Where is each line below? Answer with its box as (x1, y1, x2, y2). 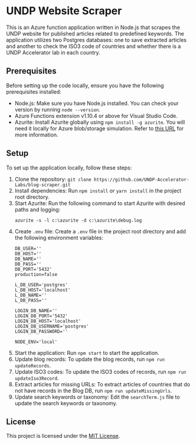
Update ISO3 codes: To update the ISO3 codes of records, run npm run (14, 368, 187, 375)
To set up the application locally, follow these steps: (6, 164, 132, 171)
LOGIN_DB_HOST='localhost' (14, 318, 81, 324)
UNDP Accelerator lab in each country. (6, 49, 100, 56)
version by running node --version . (14, 105, 100, 113)
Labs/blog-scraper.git (14, 182, 71, 188)
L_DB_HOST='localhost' (14, 287, 71, 293)
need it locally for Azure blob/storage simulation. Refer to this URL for (14, 124, 184, 132)
